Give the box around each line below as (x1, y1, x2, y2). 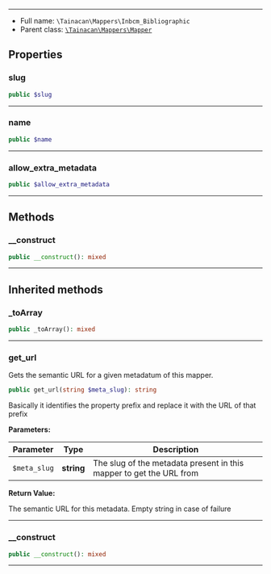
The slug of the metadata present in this (92, 458, 244, 469)
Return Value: (8, 488, 56, 498)
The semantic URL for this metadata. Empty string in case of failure (8, 504, 231, 513)
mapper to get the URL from (92, 467, 199, 479)
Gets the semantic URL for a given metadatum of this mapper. (8, 371, 214, 380)
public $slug (8, 90, 52, 98)
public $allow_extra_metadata (8, 181, 110, 189)
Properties (8, 48, 63, 61)
